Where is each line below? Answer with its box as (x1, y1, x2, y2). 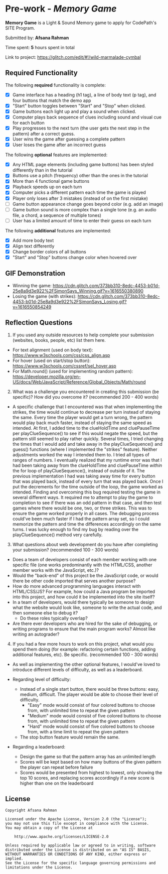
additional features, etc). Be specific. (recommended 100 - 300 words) (12, 651, 158, 658)
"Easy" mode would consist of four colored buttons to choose (27, 702, 155, 708)
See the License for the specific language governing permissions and (5, 860, 156, 866)
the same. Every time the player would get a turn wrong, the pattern (12, 414, 153, 420)
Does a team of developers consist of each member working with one (12, 556, 157, 562)
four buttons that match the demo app (12, 97, 91, 103)
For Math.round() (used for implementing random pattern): (12, 368, 133, 374)
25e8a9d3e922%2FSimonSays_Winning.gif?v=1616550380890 (12, 288, 144, 294)
